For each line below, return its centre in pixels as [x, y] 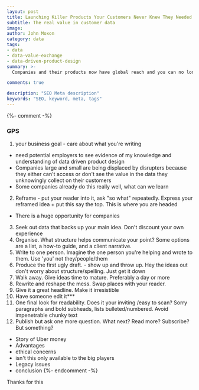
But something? [34, 328]
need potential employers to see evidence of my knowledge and [93, 155]
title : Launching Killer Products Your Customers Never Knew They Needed [99, 17]
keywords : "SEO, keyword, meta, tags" [54, 99]
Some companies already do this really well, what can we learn [92, 187]
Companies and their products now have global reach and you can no [98, 72]
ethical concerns [36, 352]
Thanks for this [25, 382]
